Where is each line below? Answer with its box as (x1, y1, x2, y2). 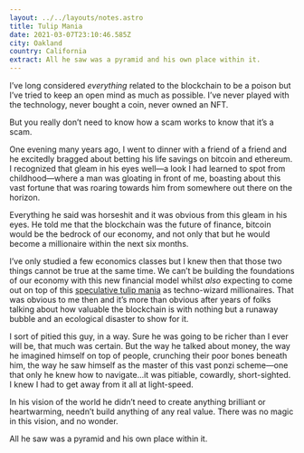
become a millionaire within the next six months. (9, 239, 189, 249)
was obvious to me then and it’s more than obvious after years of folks (9, 295, 271, 305)
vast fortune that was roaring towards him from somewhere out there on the (9, 183, 292, 193)
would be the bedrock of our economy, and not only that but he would (9, 229, 271, 240)
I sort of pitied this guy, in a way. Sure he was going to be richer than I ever (9, 331, 290, 342)
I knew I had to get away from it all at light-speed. (9, 379, 195, 390)
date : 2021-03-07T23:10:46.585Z (9, 30, 131, 39)
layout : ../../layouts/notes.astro (9, 13, 144, 23)
